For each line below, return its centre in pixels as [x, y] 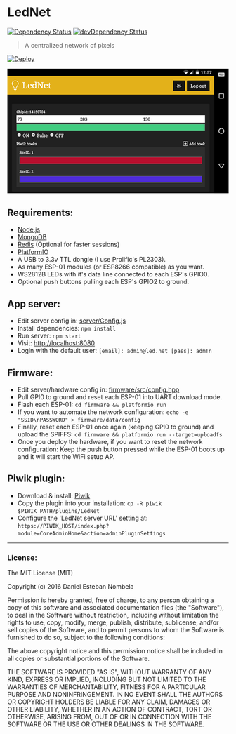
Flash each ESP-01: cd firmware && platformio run [92, 405]
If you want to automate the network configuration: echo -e [103, 412]
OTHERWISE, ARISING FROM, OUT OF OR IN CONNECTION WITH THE [110, 717]
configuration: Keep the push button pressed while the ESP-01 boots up [121, 449]
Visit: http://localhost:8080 [56, 343]
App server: [34, 303]
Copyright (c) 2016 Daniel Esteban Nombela [71, 587]
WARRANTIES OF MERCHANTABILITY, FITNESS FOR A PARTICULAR [106, 687]
